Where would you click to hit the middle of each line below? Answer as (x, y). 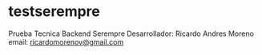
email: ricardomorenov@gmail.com (66, 41)
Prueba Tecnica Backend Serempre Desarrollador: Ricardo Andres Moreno (131, 33)
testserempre (54, 12)
